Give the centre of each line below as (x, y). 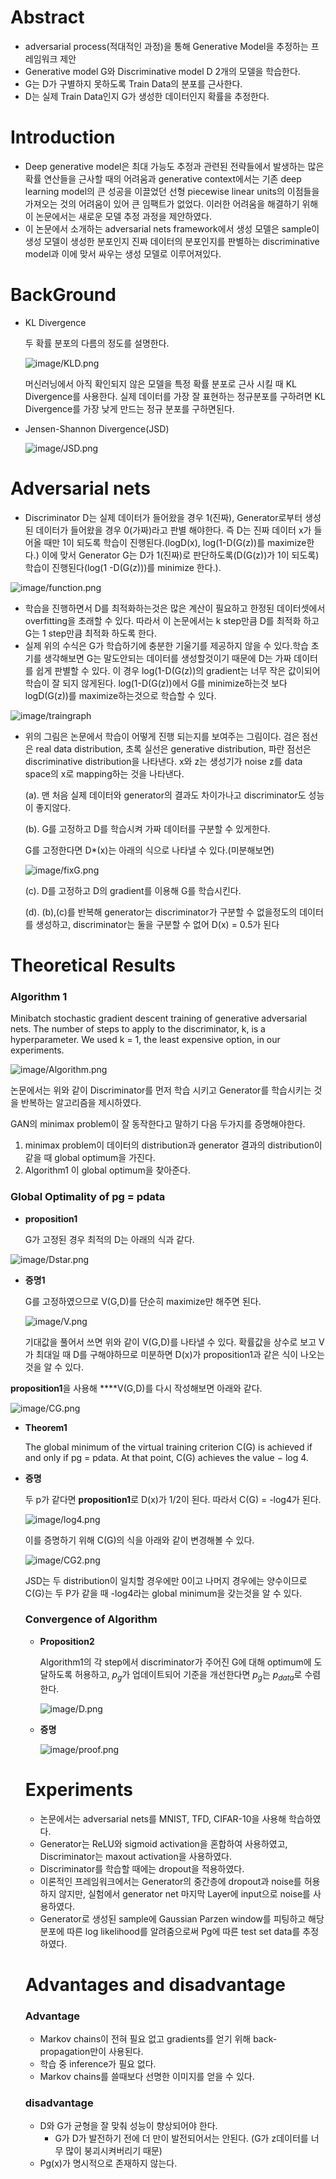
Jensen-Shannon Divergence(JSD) (97, 428)
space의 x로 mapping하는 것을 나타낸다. (104, 773)
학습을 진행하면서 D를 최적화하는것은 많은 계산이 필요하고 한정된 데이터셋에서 (175, 608)
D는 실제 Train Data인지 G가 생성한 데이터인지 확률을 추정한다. (147, 96)
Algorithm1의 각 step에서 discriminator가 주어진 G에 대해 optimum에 (175, 1662)
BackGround (63, 295)
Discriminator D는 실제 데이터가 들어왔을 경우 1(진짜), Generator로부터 (163, 517)
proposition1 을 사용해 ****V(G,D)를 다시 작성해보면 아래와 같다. (136, 1388)
